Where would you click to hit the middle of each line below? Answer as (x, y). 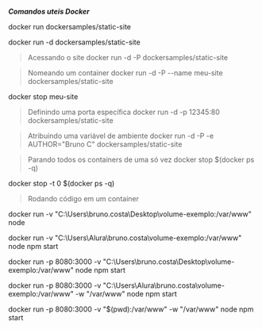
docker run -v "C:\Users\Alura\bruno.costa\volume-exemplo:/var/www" (125, 238)
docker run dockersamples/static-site (69, 27)
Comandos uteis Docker (49, 11)
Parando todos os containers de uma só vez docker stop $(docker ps (141, 159)
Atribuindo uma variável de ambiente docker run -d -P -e (121, 136)
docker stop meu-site (43, 97)
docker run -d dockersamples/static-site (74, 42)
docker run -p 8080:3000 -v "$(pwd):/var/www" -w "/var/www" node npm (131, 309)
